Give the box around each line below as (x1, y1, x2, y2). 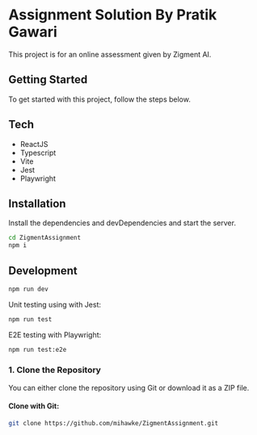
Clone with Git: (8, 401, 60, 411)
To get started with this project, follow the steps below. (8, 94, 192, 104)
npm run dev (8, 285, 48, 293)
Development (8, 264, 78, 278)
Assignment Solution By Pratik (8, 6, 217, 24)
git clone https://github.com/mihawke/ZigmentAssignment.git (8, 420, 219, 428)
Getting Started (8, 73, 88, 86)
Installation (8, 196, 66, 211)
